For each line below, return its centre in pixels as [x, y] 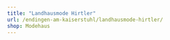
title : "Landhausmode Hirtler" [52, 13]
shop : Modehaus [29, 26]
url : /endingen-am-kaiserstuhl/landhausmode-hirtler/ [85, 20]
